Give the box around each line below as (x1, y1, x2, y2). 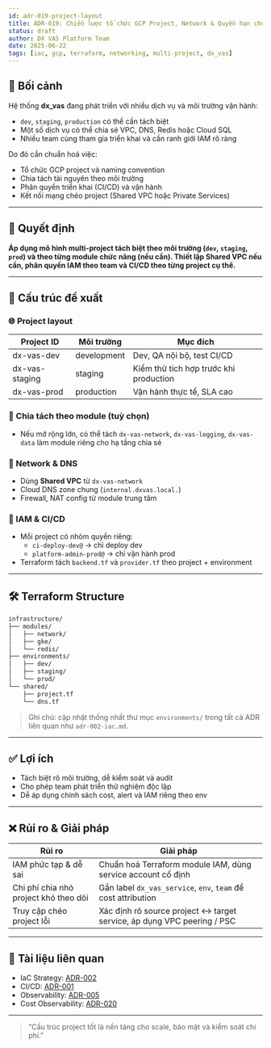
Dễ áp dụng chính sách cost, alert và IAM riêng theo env (19, 790, 208, 800)
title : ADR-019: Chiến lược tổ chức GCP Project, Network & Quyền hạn (8, 19, 251, 27)
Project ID (20, 336, 60, 347)
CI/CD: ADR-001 (19, 981, 74, 991)
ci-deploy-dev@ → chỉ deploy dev (31, 541, 143, 550)
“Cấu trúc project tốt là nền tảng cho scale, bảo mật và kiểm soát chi (27, 1021, 256, 1031)
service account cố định (98, 869, 191, 881)
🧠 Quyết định (8, 221, 75, 235)
